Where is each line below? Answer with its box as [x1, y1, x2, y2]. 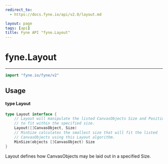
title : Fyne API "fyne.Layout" [5, 30, 70, 35]
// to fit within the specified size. [14, 121, 95, 126]
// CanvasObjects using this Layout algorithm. [14, 135, 115, 140]
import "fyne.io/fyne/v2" [5, 73, 59, 78]
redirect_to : [5, 7, 32, 12]
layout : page [5, 21, 32, 26]
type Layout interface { [5, 112, 57, 117]
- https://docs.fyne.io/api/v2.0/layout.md [9, 12, 101, 17]
